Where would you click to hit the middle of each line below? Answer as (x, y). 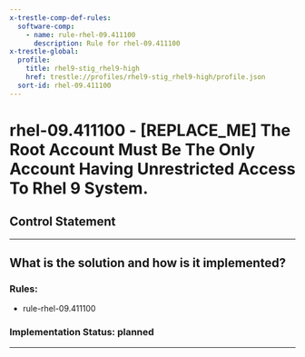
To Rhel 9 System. (79, 188)
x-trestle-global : (44, 52)
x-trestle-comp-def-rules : (60, 18)
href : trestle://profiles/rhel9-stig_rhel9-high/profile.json (146, 77)
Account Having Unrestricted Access (152, 169)
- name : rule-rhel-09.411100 (81, 35)
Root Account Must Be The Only (133, 149)
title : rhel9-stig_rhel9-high (83, 69)
